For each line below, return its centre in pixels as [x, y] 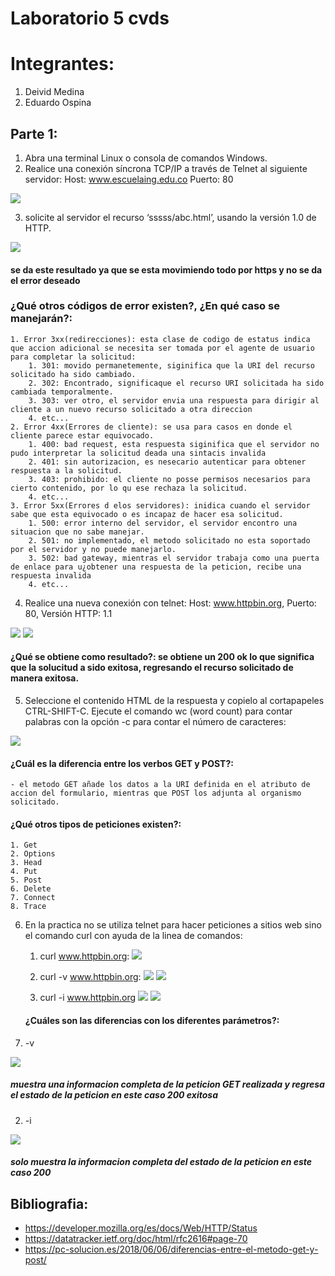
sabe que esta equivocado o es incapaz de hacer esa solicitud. [147, 514]
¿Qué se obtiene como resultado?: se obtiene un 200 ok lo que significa [162, 657]
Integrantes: [62, 64]
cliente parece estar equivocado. [82, 435]
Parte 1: [34, 133]
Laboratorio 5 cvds [90, 18]
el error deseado [45, 280]
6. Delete [31, 889]
